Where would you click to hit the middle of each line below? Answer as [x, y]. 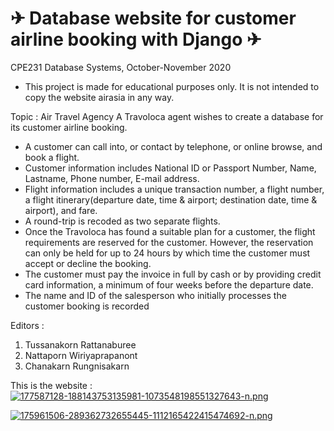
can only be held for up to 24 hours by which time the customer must [167, 253]
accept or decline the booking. [88, 263]
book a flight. [52, 157]
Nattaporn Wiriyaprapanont [81, 355]
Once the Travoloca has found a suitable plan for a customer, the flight [170, 231]
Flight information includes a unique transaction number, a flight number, [174, 189]
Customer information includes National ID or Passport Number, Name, [170, 168]
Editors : [27, 325]
